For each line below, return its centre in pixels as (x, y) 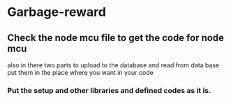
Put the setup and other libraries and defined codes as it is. (109, 90)
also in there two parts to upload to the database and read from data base (113, 65)
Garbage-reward (57, 12)
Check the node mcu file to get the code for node (116, 38)
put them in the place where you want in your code (80, 73)
